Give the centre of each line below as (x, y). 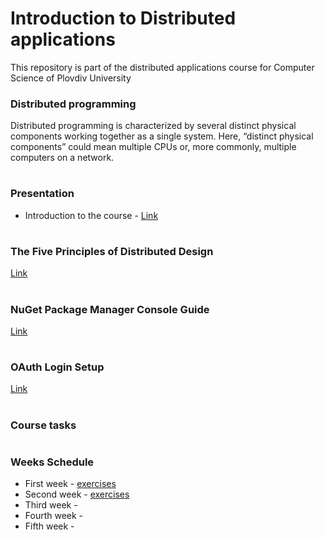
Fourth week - (54, 516)
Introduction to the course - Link (91, 215)
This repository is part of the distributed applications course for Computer (162, 67)
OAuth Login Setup (57, 367)
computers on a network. (62, 158)
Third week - (51, 505)
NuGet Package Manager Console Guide (110, 309)
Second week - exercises (77, 494)
